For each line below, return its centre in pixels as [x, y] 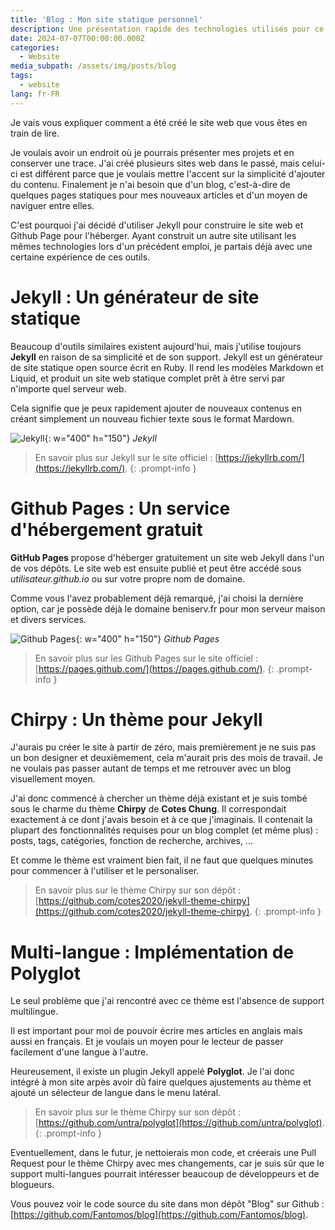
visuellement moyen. [53, 779]
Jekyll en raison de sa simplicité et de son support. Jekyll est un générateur [166, 357]
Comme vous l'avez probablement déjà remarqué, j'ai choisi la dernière [157, 598]
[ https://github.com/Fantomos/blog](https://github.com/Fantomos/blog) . [159, 1215]
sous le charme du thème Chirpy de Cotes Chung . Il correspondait [148, 809]
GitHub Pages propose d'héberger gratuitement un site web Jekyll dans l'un [167, 557]
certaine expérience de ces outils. [80, 257]
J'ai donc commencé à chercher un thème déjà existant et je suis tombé [159, 798]
